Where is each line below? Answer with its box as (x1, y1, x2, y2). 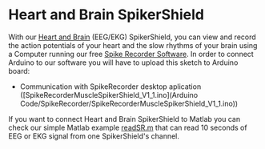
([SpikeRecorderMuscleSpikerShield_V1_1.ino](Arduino (19, 90, 199, 99)
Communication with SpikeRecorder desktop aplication (19, 82, 202, 91)
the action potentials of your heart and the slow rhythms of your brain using (8, 40, 258, 50)
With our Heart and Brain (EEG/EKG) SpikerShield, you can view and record (8, 32, 256, 42)
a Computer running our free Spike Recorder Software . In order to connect (8, 49, 254, 58)
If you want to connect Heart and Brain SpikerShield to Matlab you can (8, 114, 241, 123)
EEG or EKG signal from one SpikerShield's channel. (8, 131, 180, 141)
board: (8, 66, 30, 75)
